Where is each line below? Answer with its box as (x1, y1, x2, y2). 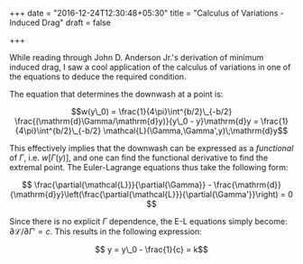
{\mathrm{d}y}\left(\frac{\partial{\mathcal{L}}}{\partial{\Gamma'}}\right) (10, 189, 279, 199)
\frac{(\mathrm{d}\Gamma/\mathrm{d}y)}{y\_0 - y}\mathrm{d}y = (14, 116, 259, 126)
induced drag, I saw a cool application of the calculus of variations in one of (9, 62, 291, 72)
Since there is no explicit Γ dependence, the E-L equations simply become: (9, 216, 288, 226)
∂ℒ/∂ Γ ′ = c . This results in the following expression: (9, 226, 202, 237)
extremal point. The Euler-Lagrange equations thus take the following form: (9, 162, 289, 172)
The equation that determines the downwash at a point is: (9, 89, 224, 99)
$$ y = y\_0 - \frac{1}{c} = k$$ (94, 244, 209, 255)
